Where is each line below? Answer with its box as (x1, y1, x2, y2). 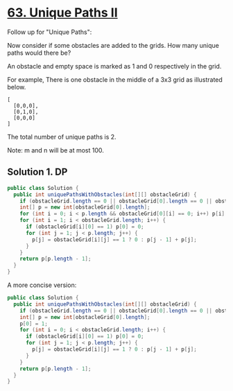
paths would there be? (7, 49, 71, 57)
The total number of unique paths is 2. (7, 132, 116, 141)
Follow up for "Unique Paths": (7, 28, 92, 36)
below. (7, 82, 26, 91)
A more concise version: (7, 281, 77, 289)
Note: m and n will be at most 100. (7, 146, 104, 154)
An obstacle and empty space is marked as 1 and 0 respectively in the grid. (7, 62, 222, 70)
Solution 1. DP (7, 166, 68, 178)
